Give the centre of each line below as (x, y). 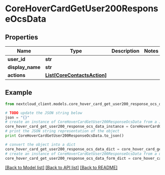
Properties (22, 37)
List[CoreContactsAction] (76, 75)
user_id (16, 59)
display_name (24, 67)
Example (19, 93)
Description (125, 51)
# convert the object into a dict (41, 145)
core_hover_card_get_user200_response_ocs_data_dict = (62, 149)
